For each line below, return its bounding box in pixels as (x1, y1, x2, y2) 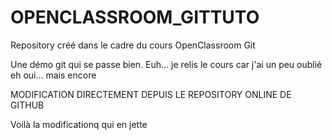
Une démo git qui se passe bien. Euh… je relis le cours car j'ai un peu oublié (10, 58, 323, 70)
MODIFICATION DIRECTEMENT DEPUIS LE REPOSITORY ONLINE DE (10, 88, 292, 100)
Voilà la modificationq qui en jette (10, 118, 148, 130)
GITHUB (10, 99, 45, 111)
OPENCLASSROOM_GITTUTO (10, 6, 260, 29)
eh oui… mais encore (10, 69, 97, 81)
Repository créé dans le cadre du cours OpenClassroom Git (10, 39, 256, 51)
